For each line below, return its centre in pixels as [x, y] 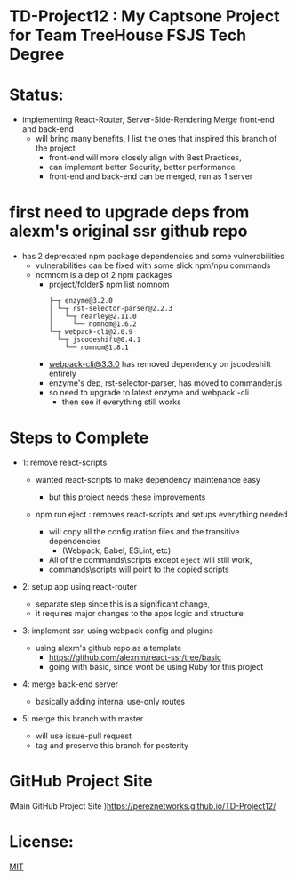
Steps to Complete [79, 438]
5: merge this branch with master [83, 718]
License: [41, 842]
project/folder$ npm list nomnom [109, 285]
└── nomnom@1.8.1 [97, 348]
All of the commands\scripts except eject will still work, [150, 560]
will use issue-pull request [83, 736]
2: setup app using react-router [80, 587]
